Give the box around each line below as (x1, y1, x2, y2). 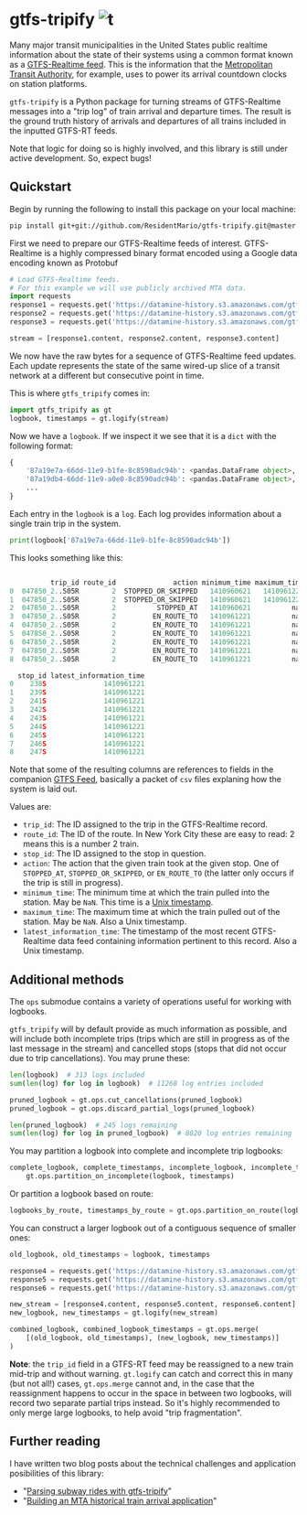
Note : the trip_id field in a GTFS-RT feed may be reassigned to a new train (9, 1359, 294, 1370)
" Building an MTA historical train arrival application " (22, 1495, 217, 1506)
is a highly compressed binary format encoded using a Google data (44, 247, 298, 258)
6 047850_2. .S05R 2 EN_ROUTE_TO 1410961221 (9, 637, 251, 647)
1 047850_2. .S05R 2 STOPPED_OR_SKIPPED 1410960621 (9, 595, 251, 604)
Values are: (9, 801, 52, 812)
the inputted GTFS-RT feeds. (9, 124, 118, 136)
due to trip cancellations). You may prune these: (9, 1053, 190, 1064)
